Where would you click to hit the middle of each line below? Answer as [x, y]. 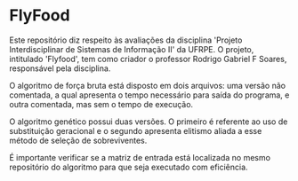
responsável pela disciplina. [60, 68]
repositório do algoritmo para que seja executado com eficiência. [129, 167]
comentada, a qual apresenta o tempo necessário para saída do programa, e [149, 95]
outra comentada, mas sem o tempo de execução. [101, 104]
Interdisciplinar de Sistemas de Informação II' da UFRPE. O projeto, [132, 49]
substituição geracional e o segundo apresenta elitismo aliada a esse [136, 130]
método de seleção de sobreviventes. [78, 140]
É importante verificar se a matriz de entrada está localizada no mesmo [140, 157]
